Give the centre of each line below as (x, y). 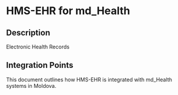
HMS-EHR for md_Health (68, 11)
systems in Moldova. (31, 86)
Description (28, 33)
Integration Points (40, 65)
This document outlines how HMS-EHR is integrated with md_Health (89, 79)
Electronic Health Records (38, 47)
